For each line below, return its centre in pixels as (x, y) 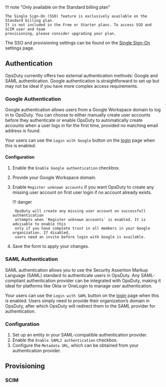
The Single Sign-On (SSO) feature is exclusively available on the (76, 16)
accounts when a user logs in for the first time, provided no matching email (82, 125)
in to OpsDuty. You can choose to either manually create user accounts (78, 115)
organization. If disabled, (41, 233)
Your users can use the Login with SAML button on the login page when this (82, 295)
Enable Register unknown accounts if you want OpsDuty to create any (83, 187)
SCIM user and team (25, 29)
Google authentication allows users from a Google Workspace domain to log (83, 110)
